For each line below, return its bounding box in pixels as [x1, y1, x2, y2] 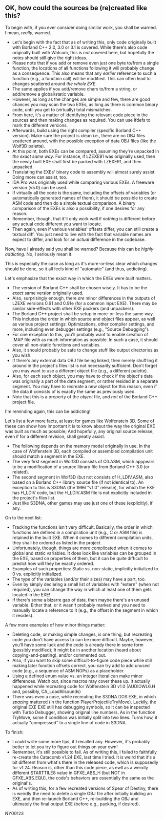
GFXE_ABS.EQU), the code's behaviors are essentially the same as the [12, 775, 154, 781]
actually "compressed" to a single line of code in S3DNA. [12, 719, 127, 725]
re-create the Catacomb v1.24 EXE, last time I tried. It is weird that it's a [12, 754, 156, 760]
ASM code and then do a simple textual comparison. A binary [12, 200, 136, 206]
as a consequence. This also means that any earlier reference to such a [12, 70, 156, 76]
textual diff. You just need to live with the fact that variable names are [12, 231, 151, 237]
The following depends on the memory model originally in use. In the [12, 443, 150, 449]
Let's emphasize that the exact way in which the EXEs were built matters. [5, 275, 152, 281]
